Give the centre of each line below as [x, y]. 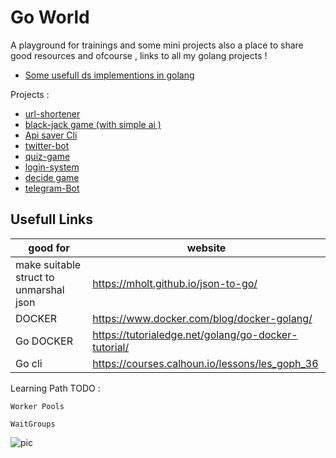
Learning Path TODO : [55, 388]
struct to [35, 277]
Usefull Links [52, 219]
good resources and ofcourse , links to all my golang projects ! [139, 55]
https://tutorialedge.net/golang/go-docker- [195, 334]
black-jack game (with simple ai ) [93, 124]
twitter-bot [47, 145]
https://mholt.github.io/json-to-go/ [175, 283]
